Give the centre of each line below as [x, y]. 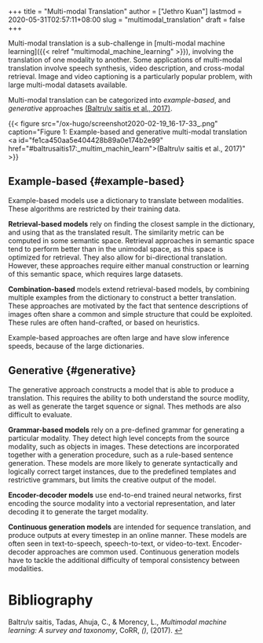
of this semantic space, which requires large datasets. [95, 274]
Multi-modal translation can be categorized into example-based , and [119, 100]
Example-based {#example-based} [97, 182]
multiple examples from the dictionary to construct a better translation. [122, 297]
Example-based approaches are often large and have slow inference [119, 337]
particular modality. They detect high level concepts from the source [119, 438]
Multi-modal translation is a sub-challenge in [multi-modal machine [117, 43]
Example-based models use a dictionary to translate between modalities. [126, 200]
